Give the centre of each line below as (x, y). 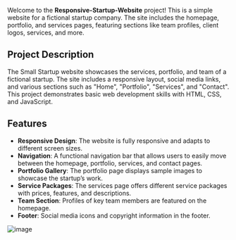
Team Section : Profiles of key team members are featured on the (112, 201)
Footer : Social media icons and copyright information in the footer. (114, 215)
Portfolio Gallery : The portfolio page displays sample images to (110, 170)
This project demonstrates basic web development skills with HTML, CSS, (114, 94)
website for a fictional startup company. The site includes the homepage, (113, 18)
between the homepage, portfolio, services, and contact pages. (110, 163)
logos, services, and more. (46, 32)
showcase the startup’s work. (60, 178)
